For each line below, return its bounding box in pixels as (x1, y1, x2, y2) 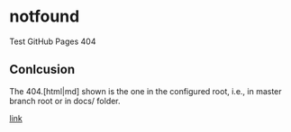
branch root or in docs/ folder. (9, 95, 121, 106)
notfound (9, 6, 80, 27)
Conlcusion (9, 62, 76, 77)
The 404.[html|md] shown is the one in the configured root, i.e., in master (9, 85, 282, 96)
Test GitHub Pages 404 (9, 36, 96, 47)
